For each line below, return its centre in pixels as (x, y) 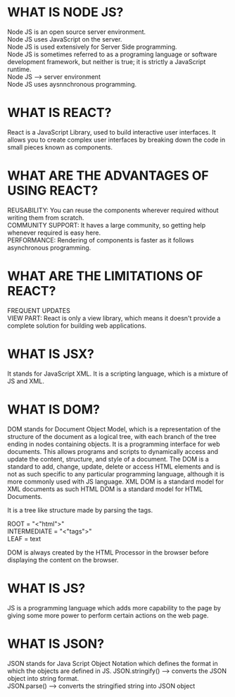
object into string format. (43, 678)
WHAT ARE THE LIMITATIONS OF (105, 276)
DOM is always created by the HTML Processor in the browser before (108, 552)
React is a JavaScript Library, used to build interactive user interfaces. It (112, 132)
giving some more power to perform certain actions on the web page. (108, 615)
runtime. (19, 69)
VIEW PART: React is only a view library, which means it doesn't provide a (114, 318)
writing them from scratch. (46, 217)
